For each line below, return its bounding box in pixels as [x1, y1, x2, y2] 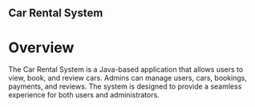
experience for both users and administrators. [8, 90, 160, 100]
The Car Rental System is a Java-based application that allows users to [8, 65, 244, 74]
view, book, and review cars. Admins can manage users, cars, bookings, [8, 73, 247, 83]
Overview [8, 38, 75, 57]
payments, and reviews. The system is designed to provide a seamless [8, 81, 242, 91]
